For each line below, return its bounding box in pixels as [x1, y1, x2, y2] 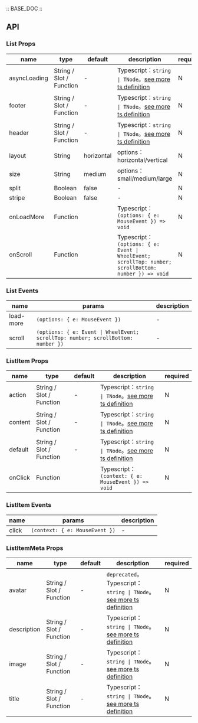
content [9, 418, 31, 426]
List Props [6, 40, 36, 48]
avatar [9, 586, 27, 594]
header [9, 128, 29, 136]
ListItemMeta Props [6, 543, 64, 552]
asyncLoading [9, 74, 48, 82]
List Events [6, 286, 39, 295]
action [9, 391, 27, 399]
